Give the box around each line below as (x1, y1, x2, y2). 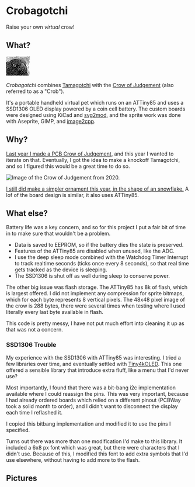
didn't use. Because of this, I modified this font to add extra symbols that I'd (6, 450, 189, 457)
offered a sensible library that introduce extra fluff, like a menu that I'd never (6, 367, 189, 374)
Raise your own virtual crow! (6, 23, 75, 30)
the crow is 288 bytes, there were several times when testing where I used (6, 302, 186, 309)
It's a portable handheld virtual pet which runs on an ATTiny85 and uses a (6, 99, 184, 106)
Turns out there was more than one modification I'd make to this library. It (6, 437, 183, 445)
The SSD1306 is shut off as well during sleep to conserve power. (14, 272, 170, 279)
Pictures (6, 474, 37, 483)
